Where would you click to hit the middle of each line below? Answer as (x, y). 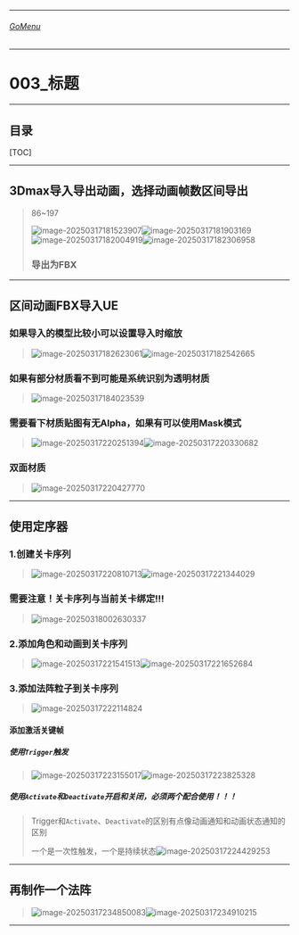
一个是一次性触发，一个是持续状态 (93, 851)
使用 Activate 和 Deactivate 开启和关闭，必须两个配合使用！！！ (123, 797)
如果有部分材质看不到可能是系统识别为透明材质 (109, 378)
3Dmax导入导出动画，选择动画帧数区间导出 (129, 191)
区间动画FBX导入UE (64, 306)
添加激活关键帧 (36, 730)
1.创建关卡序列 (40, 554)
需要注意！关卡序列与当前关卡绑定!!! (87, 599)
